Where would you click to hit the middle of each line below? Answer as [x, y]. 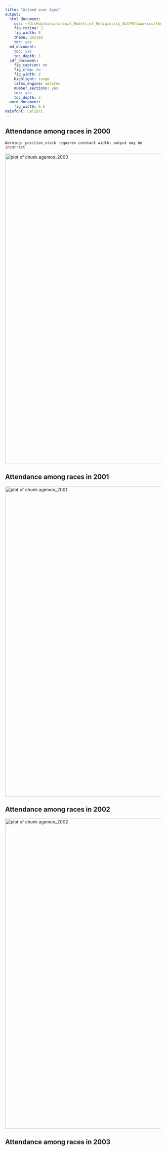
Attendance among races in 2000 [58, 131]
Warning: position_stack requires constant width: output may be [74, 143]
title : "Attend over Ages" [33, 10]
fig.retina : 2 [28, 28]
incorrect [15, 147]
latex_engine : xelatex [37, 83]
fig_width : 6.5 [30, 107]
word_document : [25, 102]
